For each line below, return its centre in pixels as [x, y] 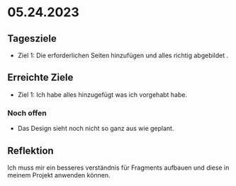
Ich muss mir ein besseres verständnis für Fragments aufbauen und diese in [118, 168]
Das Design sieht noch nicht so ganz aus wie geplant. [96, 129]
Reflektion [31, 150]
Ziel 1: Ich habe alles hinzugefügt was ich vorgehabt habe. [102, 94]
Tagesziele [32, 39]
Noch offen [27, 112]
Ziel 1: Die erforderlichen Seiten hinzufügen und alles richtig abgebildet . [123, 55]
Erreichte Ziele [40, 77]
